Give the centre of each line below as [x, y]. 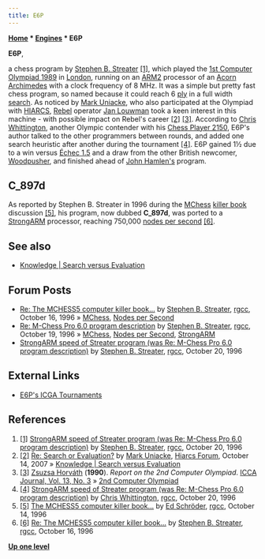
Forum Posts [40, 290]
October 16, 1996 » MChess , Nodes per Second [97, 317]
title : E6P [26, 15]
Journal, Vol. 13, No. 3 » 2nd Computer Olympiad [99, 480]
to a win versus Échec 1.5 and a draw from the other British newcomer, [123, 152]
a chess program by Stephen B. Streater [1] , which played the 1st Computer [130, 69]
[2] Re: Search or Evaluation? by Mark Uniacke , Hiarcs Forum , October [134, 456]
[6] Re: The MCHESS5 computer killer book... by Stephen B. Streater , [131, 523]
